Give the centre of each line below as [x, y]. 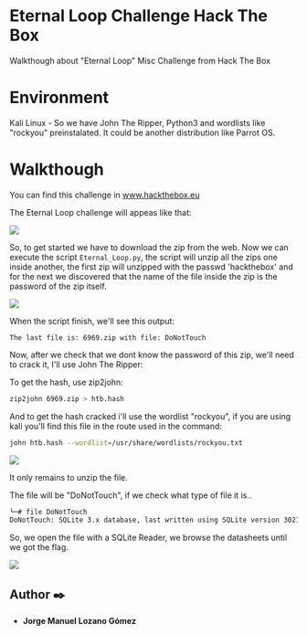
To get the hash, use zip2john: [66, 382]
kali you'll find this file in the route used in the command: [116, 426]
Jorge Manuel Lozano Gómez [79, 621]
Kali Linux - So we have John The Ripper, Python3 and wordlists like [138, 122]
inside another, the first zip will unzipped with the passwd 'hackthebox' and [152, 267]
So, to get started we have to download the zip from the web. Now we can [149, 247]
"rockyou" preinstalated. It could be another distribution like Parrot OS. [143, 132]
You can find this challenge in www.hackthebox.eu [105, 195]
